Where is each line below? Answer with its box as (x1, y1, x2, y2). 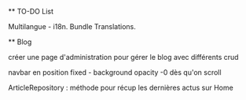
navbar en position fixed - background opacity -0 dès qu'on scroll (8, 68, 222, 77)
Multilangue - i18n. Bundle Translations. (8, 22, 136, 31)
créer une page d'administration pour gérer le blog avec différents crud (8, 53, 239, 61)
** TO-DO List (8, 7, 53, 16)
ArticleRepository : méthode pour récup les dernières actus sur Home (8, 83, 233, 92)
